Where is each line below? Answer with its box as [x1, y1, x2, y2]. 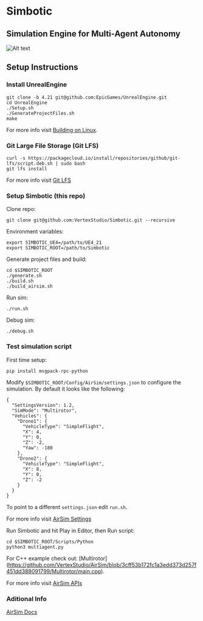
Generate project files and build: [6, 255, 87, 263]
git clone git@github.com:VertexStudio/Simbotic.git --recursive [6, 217, 175, 223]
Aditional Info [6, 594, 47, 603]
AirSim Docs [6, 608, 38, 616]
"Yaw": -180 [22, 445, 53, 451]
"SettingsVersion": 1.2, [12, 402, 75, 408]
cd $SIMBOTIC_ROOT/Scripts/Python [6, 538, 94, 545]
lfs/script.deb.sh [6, 160, 53, 167]
